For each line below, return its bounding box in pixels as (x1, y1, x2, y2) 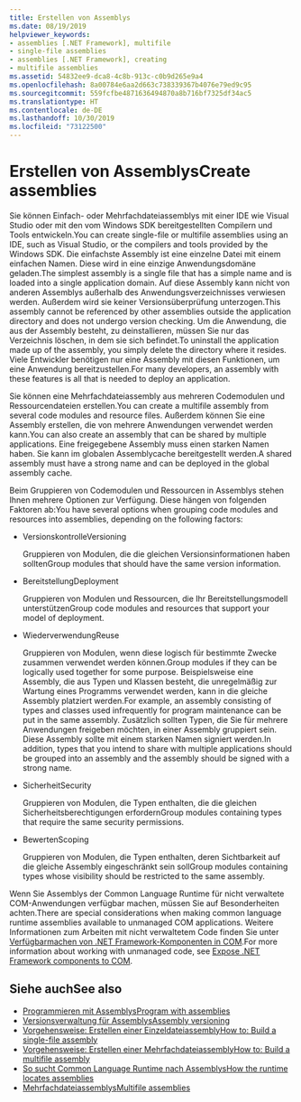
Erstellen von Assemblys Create (9, 162, 251, 181)
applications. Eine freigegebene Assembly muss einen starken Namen (9, 439, 269, 449)
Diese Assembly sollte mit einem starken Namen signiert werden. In (22, 733, 272, 745)
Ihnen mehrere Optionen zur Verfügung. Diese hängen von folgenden (9, 494, 268, 505)
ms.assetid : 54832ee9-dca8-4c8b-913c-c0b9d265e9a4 (9, 72, 204, 81)
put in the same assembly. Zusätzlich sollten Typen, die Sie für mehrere (22, 714, 288, 725)
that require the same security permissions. (22, 816, 185, 827)
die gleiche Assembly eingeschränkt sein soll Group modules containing (22, 861, 288, 872)
